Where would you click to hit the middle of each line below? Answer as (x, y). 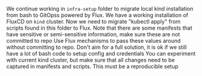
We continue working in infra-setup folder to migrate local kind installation (100, 9)
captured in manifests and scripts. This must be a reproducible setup (93, 66)
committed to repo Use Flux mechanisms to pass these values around (93, 41)
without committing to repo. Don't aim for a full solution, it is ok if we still (96, 47)
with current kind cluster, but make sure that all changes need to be (90, 60)
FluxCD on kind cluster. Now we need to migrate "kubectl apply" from (93, 21)
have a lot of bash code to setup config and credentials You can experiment (101, 53)
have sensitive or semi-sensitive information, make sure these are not (93, 34)
